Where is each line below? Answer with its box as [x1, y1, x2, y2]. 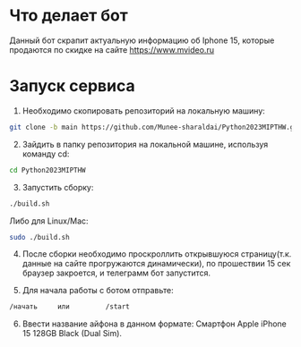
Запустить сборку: [21, 182, 94, 192]
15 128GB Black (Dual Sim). [21, 328, 123, 339]
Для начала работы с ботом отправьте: [21, 285, 175, 296]
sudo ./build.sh [9, 233, 70, 241]
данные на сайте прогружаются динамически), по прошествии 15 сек [21, 258, 291, 269]
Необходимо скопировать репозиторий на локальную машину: [21, 105, 266, 116]
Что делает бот [9, 5, 128, 26]
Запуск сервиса [9, 76, 136, 97]
